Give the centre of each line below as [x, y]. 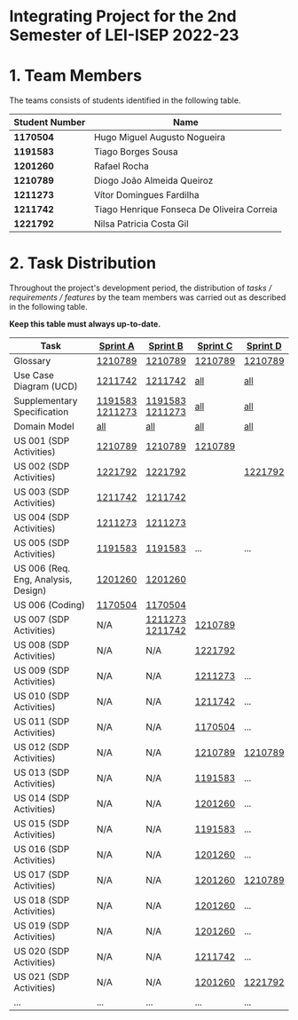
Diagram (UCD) [46, 386]
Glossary [32, 361]
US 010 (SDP [42, 696]
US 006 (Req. [42, 568]
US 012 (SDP [42, 747]
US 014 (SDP [42, 798]
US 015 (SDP [42, 824]
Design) [30, 590]
